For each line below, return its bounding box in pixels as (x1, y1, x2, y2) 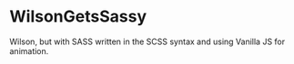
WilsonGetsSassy (9, 6, 147, 27)
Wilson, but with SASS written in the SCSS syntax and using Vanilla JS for (9, 36, 285, 47)
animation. (9, 45, 49, 56)
